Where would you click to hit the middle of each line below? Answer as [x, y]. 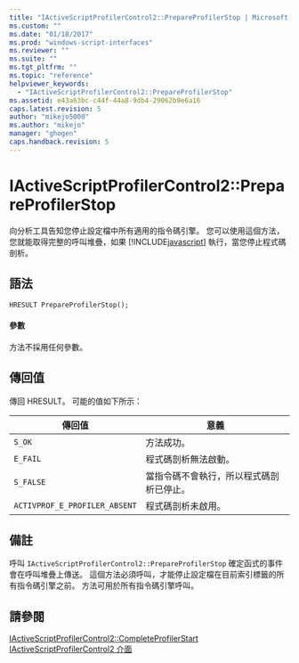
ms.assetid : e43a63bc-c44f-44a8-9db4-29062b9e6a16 [105, 100]
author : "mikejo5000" [49, 117]
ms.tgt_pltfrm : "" [43, 68]
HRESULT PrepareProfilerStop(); [69, 305]
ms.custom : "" [36, 26]
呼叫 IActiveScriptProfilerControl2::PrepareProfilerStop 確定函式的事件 [146, 563]
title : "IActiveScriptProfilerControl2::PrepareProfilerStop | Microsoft [149, 17]
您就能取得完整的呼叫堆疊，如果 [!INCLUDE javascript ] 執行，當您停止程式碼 [148, 241]
